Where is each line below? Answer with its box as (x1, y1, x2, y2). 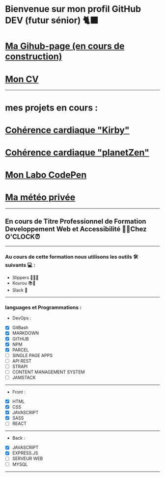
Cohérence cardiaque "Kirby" (5, 124, 130, 135)
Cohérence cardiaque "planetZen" (5, 147, 150, 158)
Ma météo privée (5, 192, 76, 203)
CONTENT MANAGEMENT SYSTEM (12, 369, 85, 375)
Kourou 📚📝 (12, 280, 36, 286)
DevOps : (12, 315, 31, 321)
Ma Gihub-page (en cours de (5, 41, 125, 52)
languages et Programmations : (5, 304, 82, 311)
